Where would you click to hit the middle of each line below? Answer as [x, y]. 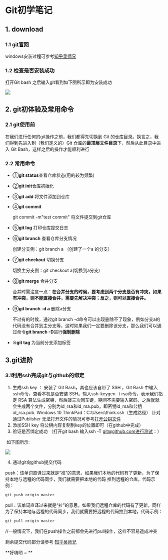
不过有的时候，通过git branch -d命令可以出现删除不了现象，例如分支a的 [86, 319]
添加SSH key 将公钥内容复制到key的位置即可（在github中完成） [78, 425]
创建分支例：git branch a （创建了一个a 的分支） [62, 249]
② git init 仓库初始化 [33, 186]
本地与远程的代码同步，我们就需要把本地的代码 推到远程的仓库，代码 [80, 479]
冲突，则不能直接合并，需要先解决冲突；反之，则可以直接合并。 [82, 298]
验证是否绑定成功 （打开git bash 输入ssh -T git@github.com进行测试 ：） [87, 431]
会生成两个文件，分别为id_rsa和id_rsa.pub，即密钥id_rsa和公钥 [77, 406]
